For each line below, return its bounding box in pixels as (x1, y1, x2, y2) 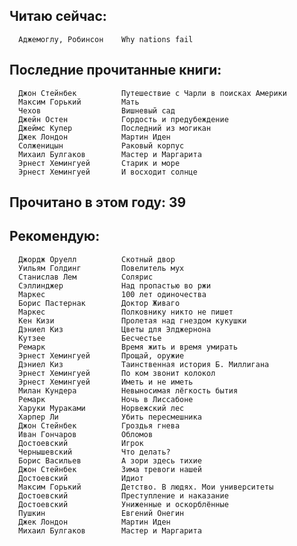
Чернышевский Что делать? (18, 447, 171, 457)
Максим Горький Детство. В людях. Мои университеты (18, 482, 274, 492)
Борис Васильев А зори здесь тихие (18, 455, 202, 466)
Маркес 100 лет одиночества (18, 289, 207, 299)
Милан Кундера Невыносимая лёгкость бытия (18, 385, 239, 396)
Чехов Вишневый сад (18, 105, 176, 116)
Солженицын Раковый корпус (18, 140, 185, 151)
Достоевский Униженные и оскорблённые (18, 499, 229, 509)
